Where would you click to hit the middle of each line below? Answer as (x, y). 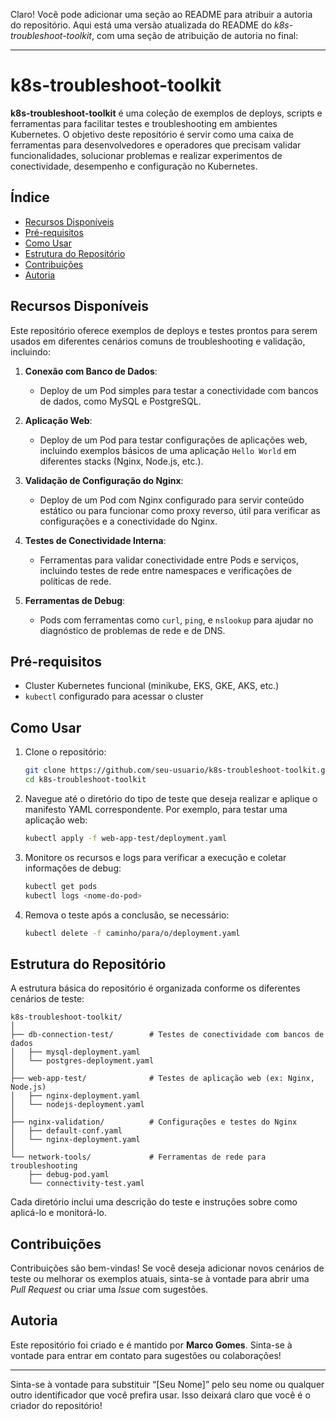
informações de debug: (73, 868)
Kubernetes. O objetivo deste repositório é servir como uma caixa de (152, 134)
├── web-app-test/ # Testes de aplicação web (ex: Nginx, (162, 1079)
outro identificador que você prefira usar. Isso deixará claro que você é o (160, 1395)
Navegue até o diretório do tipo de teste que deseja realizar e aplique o (171, 798)
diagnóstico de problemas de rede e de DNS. (132, 630)
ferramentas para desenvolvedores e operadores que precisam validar (156, 145)
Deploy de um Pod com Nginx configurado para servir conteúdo (172, 500)
